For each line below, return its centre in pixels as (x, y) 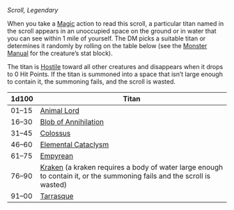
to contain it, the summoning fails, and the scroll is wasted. (92, 82)
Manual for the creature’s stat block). (60, 53)
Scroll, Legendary (33, 10)
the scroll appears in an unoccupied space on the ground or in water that (112, 31)
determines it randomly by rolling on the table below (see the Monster (107, 46)
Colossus (55, 133)
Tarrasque (57, 196)
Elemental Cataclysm (75, 144)
